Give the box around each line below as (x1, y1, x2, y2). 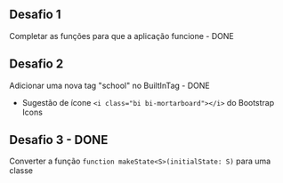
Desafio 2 (9, 57, 64, 72)
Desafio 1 (9, 7, 61, 22)
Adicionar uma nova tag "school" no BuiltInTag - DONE (9, 80, 211, 91)
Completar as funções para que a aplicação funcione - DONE (9, 30, 234, 41)
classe (9, 165, 34, 176)
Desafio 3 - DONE (9, 132, 109, 147)
